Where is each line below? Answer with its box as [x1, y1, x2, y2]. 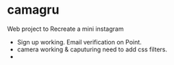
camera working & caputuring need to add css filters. [16, 45, 168, 53]
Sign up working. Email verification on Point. [16, 38, 142, 46]
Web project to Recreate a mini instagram [7, 25, 124, 33]
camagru [7, 2, 60, 18]
